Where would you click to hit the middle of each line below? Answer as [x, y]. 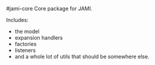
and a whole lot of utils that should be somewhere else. [82, 56]
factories [25, 44]
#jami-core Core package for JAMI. [49, 9]
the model [27, 31]
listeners [25, 50]
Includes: [17, 20]
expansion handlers [39, 38]
